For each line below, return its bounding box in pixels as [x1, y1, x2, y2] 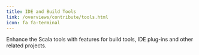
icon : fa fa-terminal [6, 20, 61, 25]
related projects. [6, 42, 47, 49]
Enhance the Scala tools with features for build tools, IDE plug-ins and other [6, 36, 194, 43]
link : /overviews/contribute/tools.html [6, 14, 109, 20]
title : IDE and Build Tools [6, 8, 77, 15]
